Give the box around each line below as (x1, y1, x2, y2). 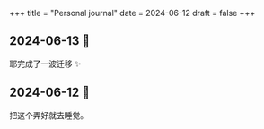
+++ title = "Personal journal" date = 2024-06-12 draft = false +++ (9, 8, 256, 18)
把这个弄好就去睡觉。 (9, 109, 88, 120)
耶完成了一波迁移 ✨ (9, 58, 82, 69)
